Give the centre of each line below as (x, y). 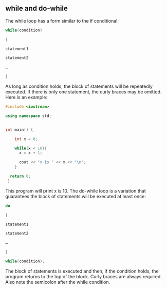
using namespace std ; (29, 116)
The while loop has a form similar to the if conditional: (62, 21)
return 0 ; (20, 177)
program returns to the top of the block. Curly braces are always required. (83, 276)
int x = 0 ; (26, 139)
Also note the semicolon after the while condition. (58, 282)
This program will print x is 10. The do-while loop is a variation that (76, 191)
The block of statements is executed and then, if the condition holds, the (82, 271)
